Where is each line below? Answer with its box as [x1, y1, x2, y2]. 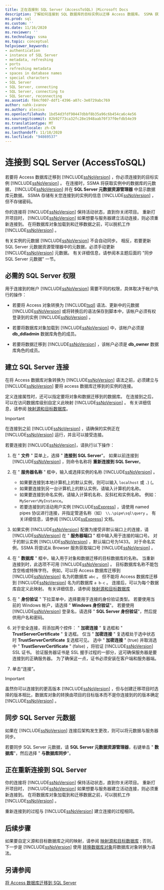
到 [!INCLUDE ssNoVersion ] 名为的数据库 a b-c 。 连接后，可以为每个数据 [12, 579, 159, 585]
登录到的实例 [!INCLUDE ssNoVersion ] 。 [12, 314, 94, 320]
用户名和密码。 [16, 614, 47, 620]
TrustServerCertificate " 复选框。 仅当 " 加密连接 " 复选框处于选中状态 [12, 631, 155, 637]
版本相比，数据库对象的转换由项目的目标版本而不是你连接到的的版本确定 [13, 691, 159, 697]
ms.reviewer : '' [5, 30, 38, 35]
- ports [5, 62, 21, 67]
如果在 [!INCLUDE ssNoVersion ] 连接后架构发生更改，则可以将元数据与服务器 [5, 727, 159, 734]
